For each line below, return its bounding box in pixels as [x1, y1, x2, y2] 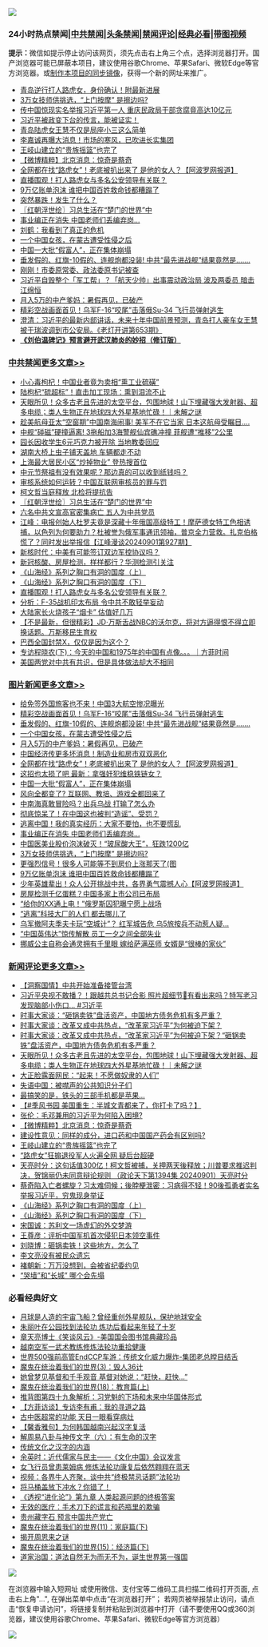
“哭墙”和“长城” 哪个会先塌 [19, 1271, 105, 1280]
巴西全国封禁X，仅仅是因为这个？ [19, 637, 130, 647]
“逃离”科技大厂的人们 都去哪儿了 [19, 908, 127, 918]
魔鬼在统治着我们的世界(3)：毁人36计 [19, 1362, 144, 1372]
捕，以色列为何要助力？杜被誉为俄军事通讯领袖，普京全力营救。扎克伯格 [19, 527, 258, 536]
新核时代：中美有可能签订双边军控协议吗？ [19, 547, 160, 556]
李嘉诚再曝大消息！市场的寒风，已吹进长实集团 [19, 135, 174, 145]
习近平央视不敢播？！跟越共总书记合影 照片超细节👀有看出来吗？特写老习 [19, 991, 258, 1000]
